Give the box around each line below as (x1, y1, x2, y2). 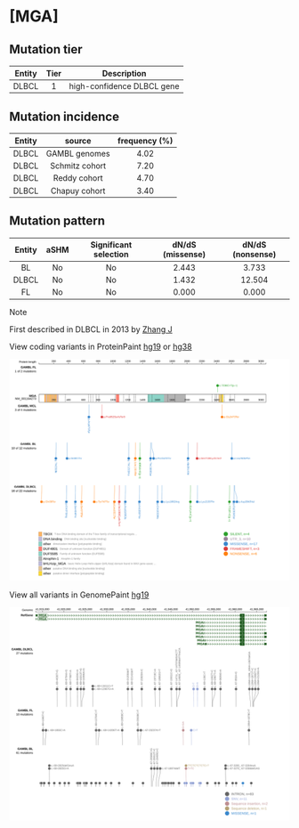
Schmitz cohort (50, 160, 107, 171)
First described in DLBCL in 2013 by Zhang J (9, 323, 173, 335)
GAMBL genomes (45, 148, 110, 158)
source (65, 135, 92, 146)
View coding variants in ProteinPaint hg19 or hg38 (9, 341, 193, 352)
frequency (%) (117, 135, 174, 146)
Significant (90, 239, 133, 250)
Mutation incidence (9, 109, 120, 124)
